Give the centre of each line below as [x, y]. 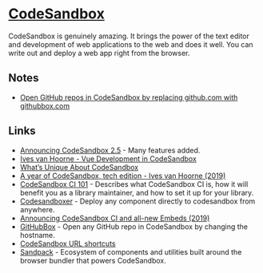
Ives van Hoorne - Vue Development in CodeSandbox [108, 158]
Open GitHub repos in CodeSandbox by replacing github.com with [129, 97]
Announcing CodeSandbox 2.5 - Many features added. [110, 150]
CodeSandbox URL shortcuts [68, 243]
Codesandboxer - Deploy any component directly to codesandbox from [137, 201]
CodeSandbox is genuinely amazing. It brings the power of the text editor [129, 36]
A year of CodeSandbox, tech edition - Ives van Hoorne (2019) [123, 176]
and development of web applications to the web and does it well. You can [131, 44]
